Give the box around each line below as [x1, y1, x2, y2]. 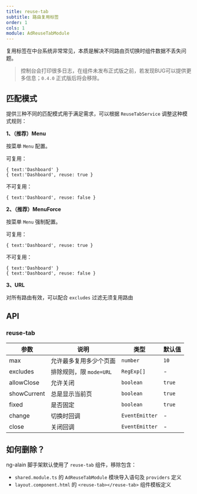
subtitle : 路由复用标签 [6, 14, 59, 20]
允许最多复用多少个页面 [51, 356, 116, 365]
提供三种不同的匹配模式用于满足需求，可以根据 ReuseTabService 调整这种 [6, 110, 183, 117]
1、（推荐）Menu [6, 130, 46, 137]
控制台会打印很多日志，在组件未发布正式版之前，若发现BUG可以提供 [20, 67, 186, 74]
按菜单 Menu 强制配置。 [6, 218, 61, 225]
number [121, 357, 140, 363]
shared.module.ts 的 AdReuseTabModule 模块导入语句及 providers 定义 [14, 474, 182, 481]
